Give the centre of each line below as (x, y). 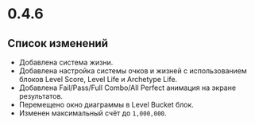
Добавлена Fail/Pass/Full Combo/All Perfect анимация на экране (127, 88)
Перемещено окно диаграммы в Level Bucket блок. (106, 105)
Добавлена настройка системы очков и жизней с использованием (133, 71)
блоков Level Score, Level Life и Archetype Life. (98, 79)
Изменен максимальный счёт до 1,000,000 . (93, 113)
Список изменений (58, 43)
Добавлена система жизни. (66, 62)
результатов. (41, 96)
